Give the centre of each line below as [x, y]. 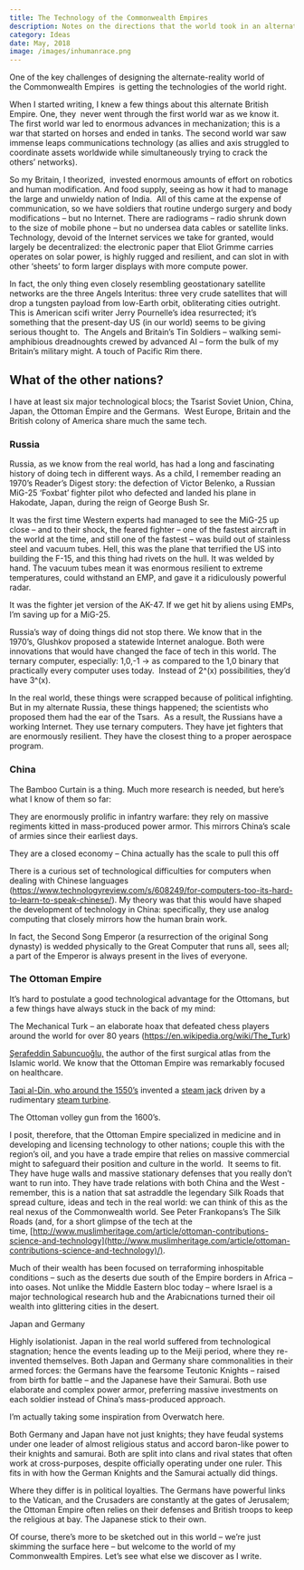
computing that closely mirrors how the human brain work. [119, 919]
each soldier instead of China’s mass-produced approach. [118, 1399]
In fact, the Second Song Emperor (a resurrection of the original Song [139, 936]
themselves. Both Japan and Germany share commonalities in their [169, 1361]
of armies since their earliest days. [74, 835]
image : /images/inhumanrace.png [70, 52]
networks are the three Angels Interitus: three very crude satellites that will [148, 294]
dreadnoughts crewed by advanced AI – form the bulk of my [166, 342]
